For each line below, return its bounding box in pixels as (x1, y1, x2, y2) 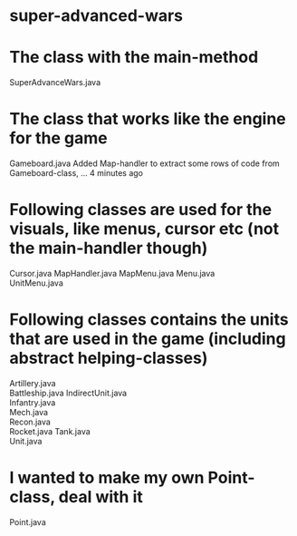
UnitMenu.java (9, 278, 63, 288)
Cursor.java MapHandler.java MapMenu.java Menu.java (9, 268, 216, 278)
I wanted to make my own (9, 468, 205, 488)
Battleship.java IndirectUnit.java (9, 387, 128, 398)
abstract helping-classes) (9, 348, 208, 368)
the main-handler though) (9, 238, 208, 258)
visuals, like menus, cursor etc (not (9, 219, 280, 239)
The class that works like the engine (9, 109, 287, 130)
